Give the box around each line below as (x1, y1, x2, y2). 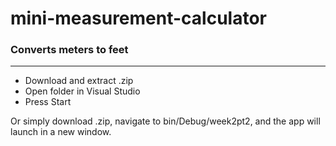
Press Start (24, 96, 72, 108)
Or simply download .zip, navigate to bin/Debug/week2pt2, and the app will (10, 115, 321, 127)
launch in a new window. (10, 126, 112, 138)
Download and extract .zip (24, 75, 134, 87)
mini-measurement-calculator (10, 7, 267, 30)
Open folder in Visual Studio (24, 85, 141, 97)
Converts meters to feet (10, 43, 129, 57)
